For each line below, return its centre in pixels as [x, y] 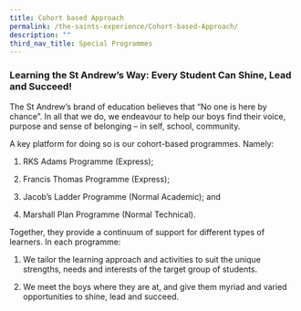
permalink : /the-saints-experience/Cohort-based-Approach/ [124, 26]
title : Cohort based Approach [67, 18]
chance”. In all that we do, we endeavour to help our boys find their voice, [148, 116]
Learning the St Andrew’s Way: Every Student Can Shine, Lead [150, 76]
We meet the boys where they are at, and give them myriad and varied [155, 286]
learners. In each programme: [65, 242]
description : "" [40, 35]
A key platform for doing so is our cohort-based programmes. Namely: [142, 143]
